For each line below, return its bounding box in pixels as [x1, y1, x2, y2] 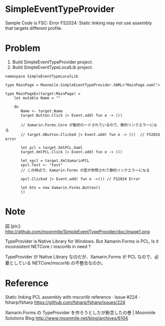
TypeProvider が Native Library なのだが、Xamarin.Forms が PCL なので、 [5, 254, 155, 260]
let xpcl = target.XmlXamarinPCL [20, 158, 90, 163]
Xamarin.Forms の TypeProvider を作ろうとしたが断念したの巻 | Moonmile [5, 309, 156, 316]
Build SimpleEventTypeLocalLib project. [12, 64, 93, 70]
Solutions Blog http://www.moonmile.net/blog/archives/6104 [5, 315, 128, 321]
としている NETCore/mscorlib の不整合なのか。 [9, 260, 106, 266]
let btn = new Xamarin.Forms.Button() [20, 185, 100, 190]
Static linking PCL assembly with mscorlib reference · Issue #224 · [5, 294, 140, 300]
